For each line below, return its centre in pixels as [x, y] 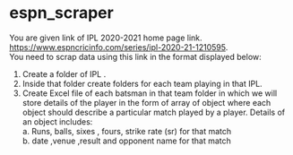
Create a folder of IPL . [64, 73]
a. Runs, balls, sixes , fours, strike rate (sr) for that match [127, 131]
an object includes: [57, 121]
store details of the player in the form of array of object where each [146, 102]
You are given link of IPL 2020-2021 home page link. [106, 38]
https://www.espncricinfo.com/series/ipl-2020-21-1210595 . [119, 47]
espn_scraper [61, 13]
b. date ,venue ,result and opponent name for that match [126, 141]
